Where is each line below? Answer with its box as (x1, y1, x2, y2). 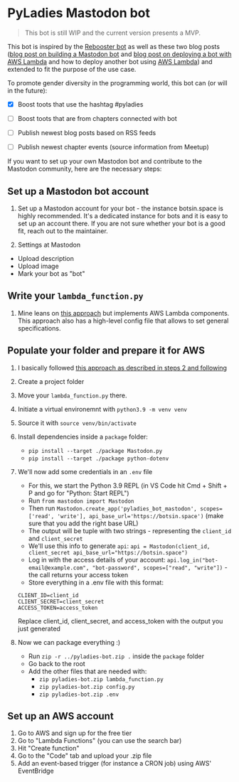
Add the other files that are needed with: (28, 667, 147, 675)
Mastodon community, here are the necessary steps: (7, 165, 162, 173)
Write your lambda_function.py (7, 290, 144, 302)
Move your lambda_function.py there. (17, 391, 127, 400)
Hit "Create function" (17, 744, 80, 753)
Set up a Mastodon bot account (7, 185, 149, 197)
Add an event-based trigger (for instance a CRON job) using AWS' (17, 759, 212, 768)
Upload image (17, 262, 59, 270)
